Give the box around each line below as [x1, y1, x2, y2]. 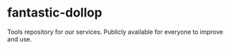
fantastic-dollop [7, 5, 103, 21]
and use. [7, 35, 33, 43]
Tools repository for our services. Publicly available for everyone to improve [7, 28, 224, 36]
